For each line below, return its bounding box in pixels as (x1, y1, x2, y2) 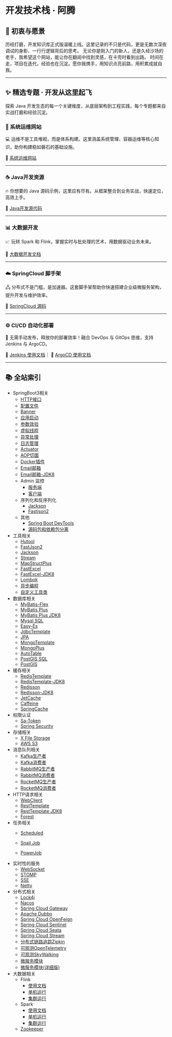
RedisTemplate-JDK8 (20, 678, 65, 685)
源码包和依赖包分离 (28, 526, 69, 533)
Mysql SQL (20, 618, 44, 624)
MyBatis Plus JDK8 (20, 612, 61, 618)
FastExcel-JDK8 (20, 571, 55, 577)
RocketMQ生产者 (20, 778, 56, 785)
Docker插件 (20, 459, 45, 465)
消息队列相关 (12, 747, 40, 753)
